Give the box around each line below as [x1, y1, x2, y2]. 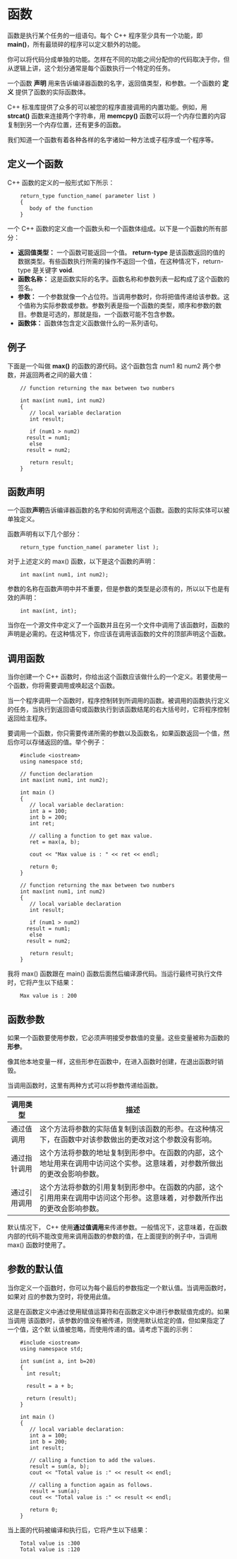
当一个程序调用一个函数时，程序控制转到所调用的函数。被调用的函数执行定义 [7, 696, 230, 705]
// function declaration [20, 771, 93, 778]
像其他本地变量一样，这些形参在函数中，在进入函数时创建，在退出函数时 [7, 1058, 217, 1065]
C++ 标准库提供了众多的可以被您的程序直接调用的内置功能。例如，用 [7, 103, 207, 111]
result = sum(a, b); [29, 1463, 90, 1470]
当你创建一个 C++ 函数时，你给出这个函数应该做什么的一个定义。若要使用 [7, 672, 221, 681]
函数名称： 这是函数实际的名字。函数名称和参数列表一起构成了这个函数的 [17, 274, 230, 283]
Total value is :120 [20, 1546, 80, 1553]
